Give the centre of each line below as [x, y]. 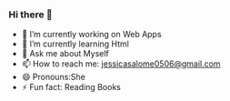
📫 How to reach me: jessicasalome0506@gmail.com [121, 64]
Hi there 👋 [31, 15]
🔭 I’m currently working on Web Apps [91, 35]
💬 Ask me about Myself [65, 54]
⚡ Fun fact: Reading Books [71, 87]
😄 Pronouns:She [53, 77]
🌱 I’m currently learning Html [75, 44]
